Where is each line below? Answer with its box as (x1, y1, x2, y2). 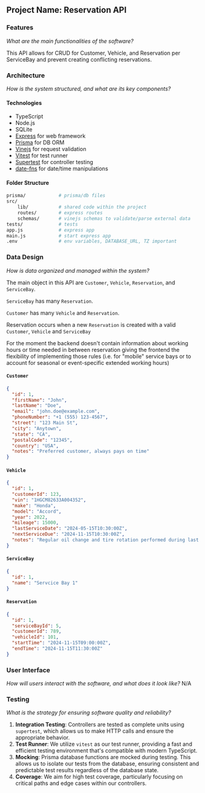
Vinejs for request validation (15, 146, 87, 153)
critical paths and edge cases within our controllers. (15, 779, 147, 787)
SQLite (15, 126, 33, 133)
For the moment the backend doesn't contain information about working (6, 339, 188, 346)
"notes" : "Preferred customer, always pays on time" (12, 448, 150, 455)
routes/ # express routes (17, 210, 103, 216)
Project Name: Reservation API (6, 5, 127, 15)
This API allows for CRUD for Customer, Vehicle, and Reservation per (6, 49, 181, 57)
